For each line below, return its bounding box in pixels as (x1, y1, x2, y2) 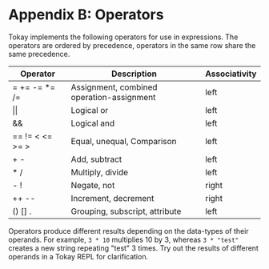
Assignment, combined (70, 82, 158, 93)
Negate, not (70, 179, 115, 191)
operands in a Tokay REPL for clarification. (8, 251, 149, 261)
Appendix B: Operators (8, 6, 164, 24)
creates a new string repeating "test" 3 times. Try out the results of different (8, 243, 259, 253)
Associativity (205, 68, 257, 79)
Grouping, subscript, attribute (70, 206, 182, 217)
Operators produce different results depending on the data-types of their (8, 226, 250, 235)
